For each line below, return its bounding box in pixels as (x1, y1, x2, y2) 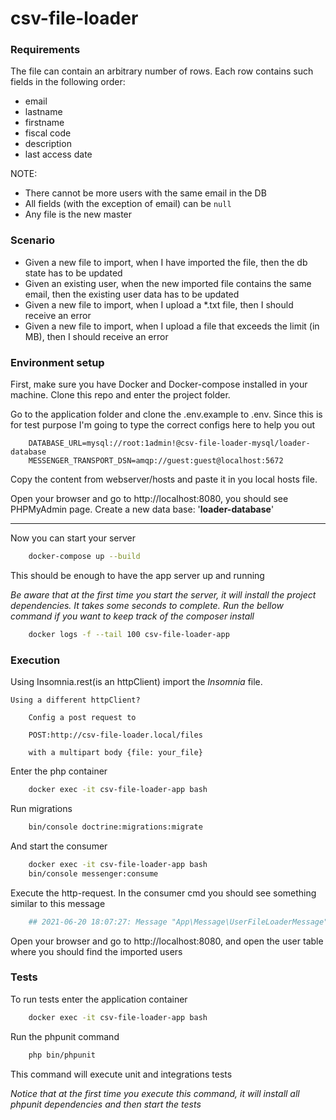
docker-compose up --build (28, 552, 141, 562)
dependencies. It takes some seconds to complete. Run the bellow (10, 599, 285, 611)
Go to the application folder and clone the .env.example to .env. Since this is (10, 408, 323, 421)
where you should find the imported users (10, 945, 183, 957)
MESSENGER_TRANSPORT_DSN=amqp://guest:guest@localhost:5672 (28, 456, 284, 466)
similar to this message (10, 897, 106, 909)
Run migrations (10, 803, 73, 814)
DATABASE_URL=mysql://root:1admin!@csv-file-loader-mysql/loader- (28, 438, 311, 449)
